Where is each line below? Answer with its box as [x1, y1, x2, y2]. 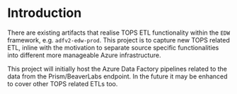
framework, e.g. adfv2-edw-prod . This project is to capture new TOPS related [7, 35, 230, 44]
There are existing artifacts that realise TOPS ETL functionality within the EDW [7, 28, 231, 37]
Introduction [7, 5, 82, 21]
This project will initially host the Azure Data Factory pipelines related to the [7, 64, 228, 73]
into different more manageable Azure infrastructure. [7, 51, 161, 59]
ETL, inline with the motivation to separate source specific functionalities [7, 43, 219, 52]
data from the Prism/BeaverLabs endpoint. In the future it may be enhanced [7, 72, 228, 81]
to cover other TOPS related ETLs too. [7, 79, 118, 88]
